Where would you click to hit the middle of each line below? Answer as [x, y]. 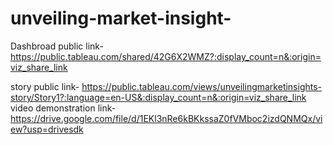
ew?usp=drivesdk [47, 129]
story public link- [45, 86]
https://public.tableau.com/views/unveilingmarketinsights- [202, 86]
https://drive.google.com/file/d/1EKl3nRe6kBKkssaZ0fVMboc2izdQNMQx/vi [166, 118]
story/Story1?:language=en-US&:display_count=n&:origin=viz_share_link [158, 97]
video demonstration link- [63, 108]
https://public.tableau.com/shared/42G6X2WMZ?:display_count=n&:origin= [166, 56]
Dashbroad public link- [57, 46]
